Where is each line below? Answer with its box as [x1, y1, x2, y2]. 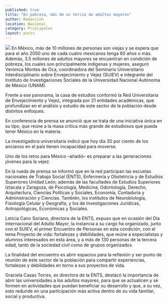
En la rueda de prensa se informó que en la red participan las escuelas [5, 169, 151, 174]
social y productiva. [5, 293, 46, 299]
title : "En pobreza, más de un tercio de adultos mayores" [5, 12, 132, 17]
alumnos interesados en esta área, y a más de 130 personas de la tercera [5, 237, 157, 242]
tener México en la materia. [5, 128, 62, 134]
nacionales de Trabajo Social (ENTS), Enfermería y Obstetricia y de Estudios [5, 174, 163, 180]
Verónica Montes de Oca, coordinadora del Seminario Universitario [5, 66, 144, 72]
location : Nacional [5, 21, 46, 27]
